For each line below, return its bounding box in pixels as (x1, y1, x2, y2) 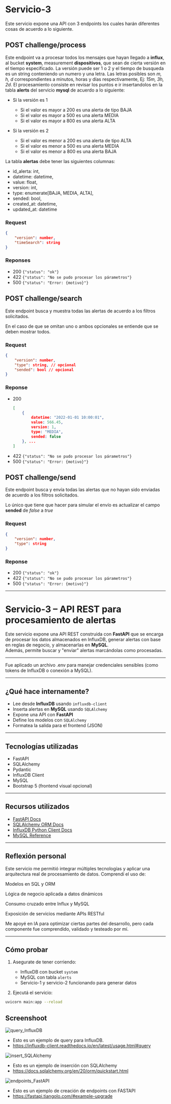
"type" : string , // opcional (14, 362, 76, 368)
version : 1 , (31, 424, 56, 430)
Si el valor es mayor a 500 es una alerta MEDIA (20, 112, 119, 118)
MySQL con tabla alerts (20, 974, 72, 980)
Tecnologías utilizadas (5, 742, 78, 751)
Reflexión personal (5, 852, 66, 861)
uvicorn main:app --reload (5, 1000, 63, 1005)
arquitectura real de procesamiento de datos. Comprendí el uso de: (5, 871, 146, 877)
